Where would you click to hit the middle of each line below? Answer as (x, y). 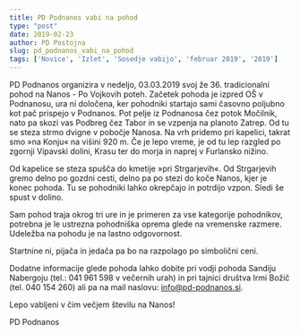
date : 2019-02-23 (42, 34)
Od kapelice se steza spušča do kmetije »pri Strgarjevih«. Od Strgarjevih (143, 168)
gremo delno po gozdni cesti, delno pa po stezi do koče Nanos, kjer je (138, 178)
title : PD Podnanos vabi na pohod (74, 17)
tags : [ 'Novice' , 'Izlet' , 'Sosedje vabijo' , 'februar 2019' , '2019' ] (144, 59)
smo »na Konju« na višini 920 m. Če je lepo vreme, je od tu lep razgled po (145, 141)
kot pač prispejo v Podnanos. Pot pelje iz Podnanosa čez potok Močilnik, (143, 113)
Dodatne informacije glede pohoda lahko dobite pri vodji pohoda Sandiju (143, 268)
